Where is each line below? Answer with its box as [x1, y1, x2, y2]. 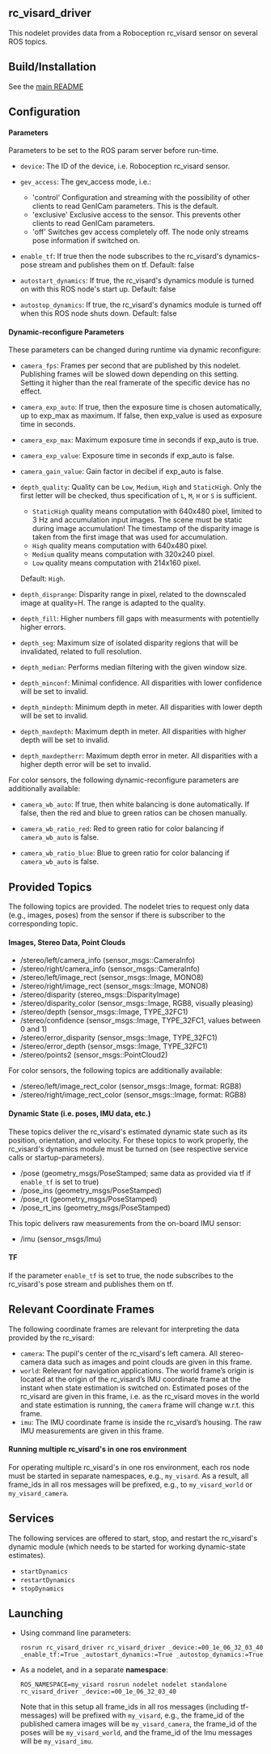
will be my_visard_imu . [19, 1736, 94, 1746]
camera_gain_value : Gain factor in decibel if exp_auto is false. [19, 466, 224, 476]
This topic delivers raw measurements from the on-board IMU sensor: [8, 1218, 241, 1228]
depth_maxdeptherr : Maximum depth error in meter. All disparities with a [19, 751, 259, 760]
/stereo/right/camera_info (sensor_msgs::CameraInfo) [19, 964, 201, 974]
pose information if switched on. [32, 236, 140, 245]
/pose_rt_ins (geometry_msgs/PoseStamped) [19, 1203, 171, 1212]
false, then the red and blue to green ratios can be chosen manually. [19, 808, 248, 818]
